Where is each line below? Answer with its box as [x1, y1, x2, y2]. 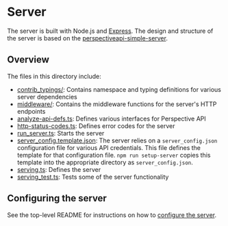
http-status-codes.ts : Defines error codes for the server [16, 121, 175, 130]
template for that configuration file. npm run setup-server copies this [16, 151, 211, 159]
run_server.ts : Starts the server [16, 129, 105, 137]
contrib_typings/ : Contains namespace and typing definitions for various [16, 85, 221, 93]
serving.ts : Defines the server [16, 165, 101, 173]
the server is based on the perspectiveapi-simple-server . [7, 34, 168, 42]
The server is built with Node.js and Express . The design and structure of [7, 27, 214, 35]
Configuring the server [7, 192, 107, 204]
